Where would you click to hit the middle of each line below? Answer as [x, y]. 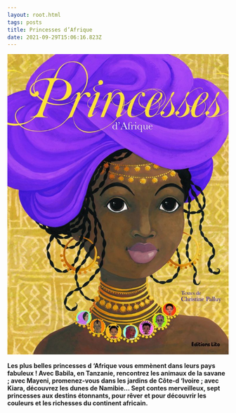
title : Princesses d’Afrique [50, 30]
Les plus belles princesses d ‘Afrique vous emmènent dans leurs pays [111, 365]
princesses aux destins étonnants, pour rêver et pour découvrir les [107, 395]
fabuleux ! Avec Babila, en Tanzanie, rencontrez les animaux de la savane [117, 373]
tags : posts [25, 22]
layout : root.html [34, 15]
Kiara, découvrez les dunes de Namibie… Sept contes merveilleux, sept [114, 388]
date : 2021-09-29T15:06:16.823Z [54, 37]
